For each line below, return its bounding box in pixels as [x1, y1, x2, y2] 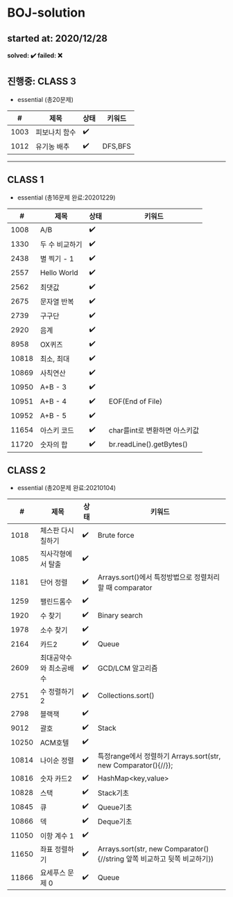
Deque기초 [97, 817, 132, 826]
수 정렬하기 [40, 687, 74, 697]
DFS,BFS [102, 141, 132, 151]
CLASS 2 [7, 464, 46, 476]
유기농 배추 [35, 142, 70, 152]
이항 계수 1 [40, 830, 74, 840]
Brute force [97, 530, 135, 540]
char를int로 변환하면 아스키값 [108, 426, 200, 435]
